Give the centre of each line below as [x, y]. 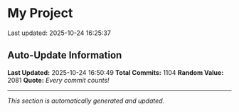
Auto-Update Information [65, 55]
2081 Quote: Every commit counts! [58, 80]
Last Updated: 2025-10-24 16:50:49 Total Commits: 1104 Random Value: [116, 72]
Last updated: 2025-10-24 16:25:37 [59, 33]
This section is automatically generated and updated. [86, 101]
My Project [40, 13]
